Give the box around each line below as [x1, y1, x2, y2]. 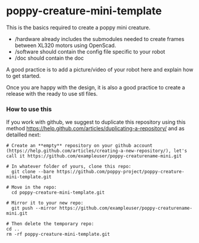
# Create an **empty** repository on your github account [6, 143, 153, 149]
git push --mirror [11, 205, 58, 211]
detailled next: [6, 131, 41, 138]
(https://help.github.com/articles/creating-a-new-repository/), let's [6, 148, 187, 154]
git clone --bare [11, 169, 55, 175]
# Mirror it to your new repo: [6, 200, 84, 206]
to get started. [6, 72, 41, 79]
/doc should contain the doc [14, 54, 84, 61]
